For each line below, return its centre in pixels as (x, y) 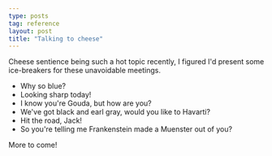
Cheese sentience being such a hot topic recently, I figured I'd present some (136, 62)
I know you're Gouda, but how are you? (86, 103)
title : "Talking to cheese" (56, 39)
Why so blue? (43, 86)
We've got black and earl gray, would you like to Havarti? (115, 112)
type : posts (28, 16)
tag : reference (34, 24)
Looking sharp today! (56, 95)
